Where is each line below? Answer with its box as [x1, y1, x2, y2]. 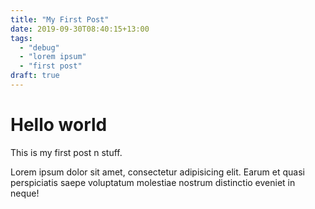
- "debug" [19, 42, 60, 53]
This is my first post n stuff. [10, 146, 123, 158]
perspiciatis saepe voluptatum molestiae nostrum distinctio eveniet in [10, 176, 296, 188]
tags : [10, 33, 33, 43]
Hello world [10, 114, 108, 136]
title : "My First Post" [10, 14, 110, 25]
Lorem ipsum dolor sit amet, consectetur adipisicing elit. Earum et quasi [10, 166, 305, 178]
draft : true [10, 71, 60, 81]
